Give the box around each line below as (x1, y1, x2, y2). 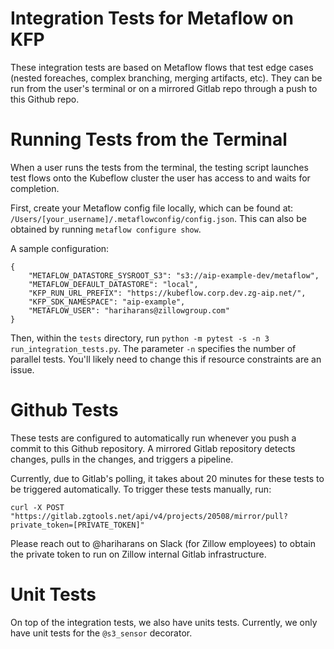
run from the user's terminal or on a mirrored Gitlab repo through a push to (10, 82, 318, 94)
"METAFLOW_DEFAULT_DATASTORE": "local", (28, 279, 199, 289)
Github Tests (10, 399, 119, 422)
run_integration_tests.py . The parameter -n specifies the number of (10, 342, 297, 354)
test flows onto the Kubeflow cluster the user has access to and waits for (10, 172, 311, 184)
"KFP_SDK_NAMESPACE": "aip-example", (28, 297, 186, 307)
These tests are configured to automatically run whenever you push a (10, 432, 297, 444)
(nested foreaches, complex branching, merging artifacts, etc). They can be (10, 72, 323, 84)
